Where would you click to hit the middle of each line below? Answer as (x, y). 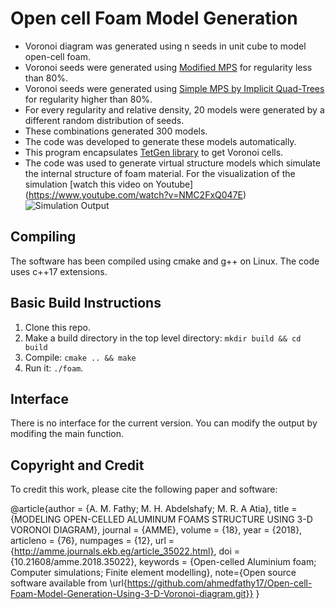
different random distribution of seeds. (104, 120)
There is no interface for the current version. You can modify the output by (164, 423)
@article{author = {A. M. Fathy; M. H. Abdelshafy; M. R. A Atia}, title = (154, 509)
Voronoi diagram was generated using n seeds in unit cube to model (165, 46)
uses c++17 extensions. (59, 271)
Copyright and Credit (77, 465)
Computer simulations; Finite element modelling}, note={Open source (153, 573)
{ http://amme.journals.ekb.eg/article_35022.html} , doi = (125, 551)
